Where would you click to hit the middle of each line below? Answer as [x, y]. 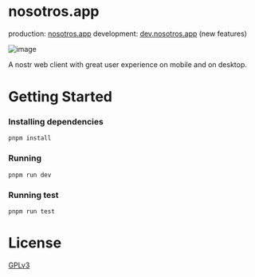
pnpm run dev [30, 175]
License [35, 243]
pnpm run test [32, 212]
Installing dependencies [56, 122]
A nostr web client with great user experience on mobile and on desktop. [127, 64]
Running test [33, 195]
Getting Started [61, 97]
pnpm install [30, 138]
